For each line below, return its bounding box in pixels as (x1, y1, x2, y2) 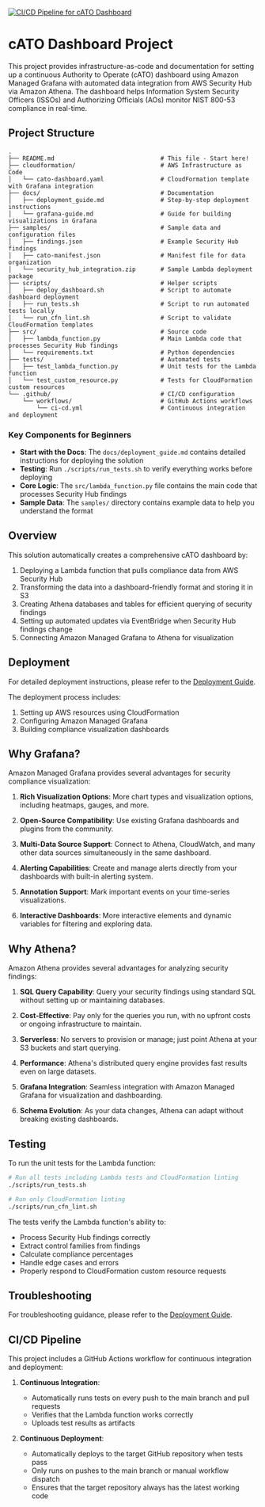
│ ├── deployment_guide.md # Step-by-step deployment (8, 196, 249, 204)
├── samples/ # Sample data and (8, 223, 221, 231)
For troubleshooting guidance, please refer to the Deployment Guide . (8, 1310, 233, 1319)
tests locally (8, 307, 55, 315)
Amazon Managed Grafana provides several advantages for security (8, 769, 231, 778)
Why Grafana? (8, 747, 81, 761)
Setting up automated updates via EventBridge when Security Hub (19, 616, 237, 625)
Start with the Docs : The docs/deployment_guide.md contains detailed (19, 448, 246, 457)
